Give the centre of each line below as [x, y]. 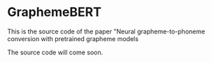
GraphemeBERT [54, 12]
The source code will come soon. [55, 52]
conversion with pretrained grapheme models [73, 38]
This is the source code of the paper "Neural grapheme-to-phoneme [106, 31]
